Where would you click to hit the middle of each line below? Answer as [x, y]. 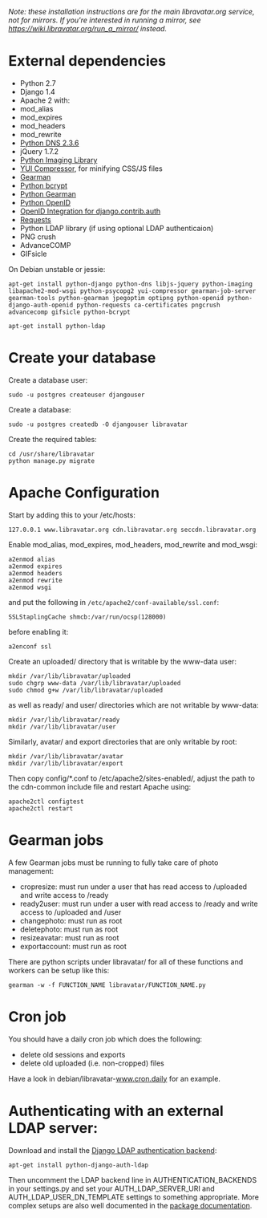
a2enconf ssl [30, 646]
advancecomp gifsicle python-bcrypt [69, 312]
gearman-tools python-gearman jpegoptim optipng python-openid [116, 298]
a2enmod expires [35, 566]
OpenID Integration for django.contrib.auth [90, 211]
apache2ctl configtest [46, 802]
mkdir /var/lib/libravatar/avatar [66, 756]
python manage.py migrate [51, 461]
